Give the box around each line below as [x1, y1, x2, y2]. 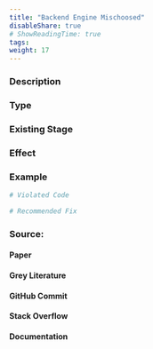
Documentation [9, 330, 68, 342]
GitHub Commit [9, 290, 68, 301]
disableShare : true [9, 21, 82, 30]
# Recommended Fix [9, 206, 77, 216]
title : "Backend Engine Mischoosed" [9, 12, 145, 22]
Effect [9, 147, 36, 159]
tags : [9, 37, 29, 47]
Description [9, 75, 61, 88]
